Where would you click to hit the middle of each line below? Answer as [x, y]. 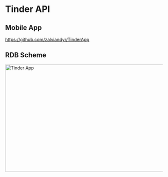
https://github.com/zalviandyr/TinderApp [47, 39]
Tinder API [27, 9]
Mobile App [23, 28]
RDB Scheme [26, 55]
